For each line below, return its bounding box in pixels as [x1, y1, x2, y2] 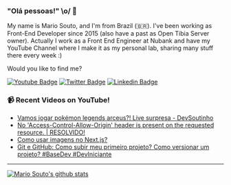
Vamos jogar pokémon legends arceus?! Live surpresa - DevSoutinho [16, 113, 214, 122]
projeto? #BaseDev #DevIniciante [16, 150, 112, 158]
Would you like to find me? [7, 64, 82, 73]
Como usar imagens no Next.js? [16, 135, 108, 143]
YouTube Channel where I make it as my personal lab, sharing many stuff [7, 44, 214, 52]
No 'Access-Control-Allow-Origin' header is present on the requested [16, 121, 214, 129]
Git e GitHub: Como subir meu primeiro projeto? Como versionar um [16, 143, 210, 151]
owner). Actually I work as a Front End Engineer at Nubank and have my [7, 37, 211, 45]
